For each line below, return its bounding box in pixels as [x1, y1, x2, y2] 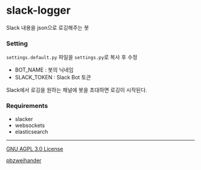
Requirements [6, 102, 48, 110]
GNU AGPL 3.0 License [6, 145, 63, 152]
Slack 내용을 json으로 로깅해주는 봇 [6, 24, 89, 31]
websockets [14, 122, 45, 129]
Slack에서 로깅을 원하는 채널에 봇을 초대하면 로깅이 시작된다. [6, 86, 148, 94]
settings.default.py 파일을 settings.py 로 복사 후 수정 [6, 54, 138, 61]
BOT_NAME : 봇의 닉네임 [14, 66, 74, 73]
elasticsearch [14, 128, 48, 135]
